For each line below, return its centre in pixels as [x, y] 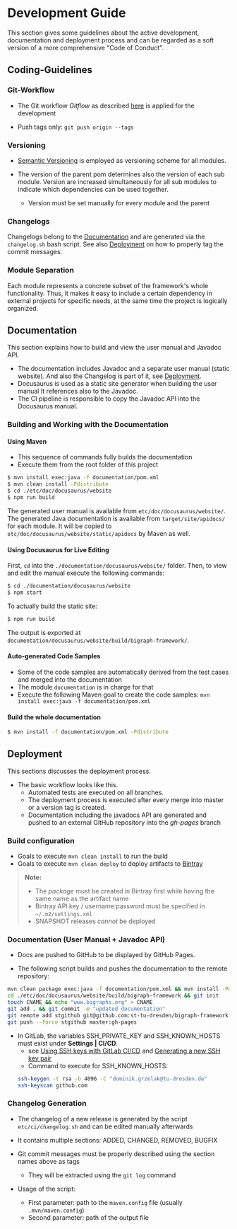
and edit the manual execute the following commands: [86, 573]
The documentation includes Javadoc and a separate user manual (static [123, 369]
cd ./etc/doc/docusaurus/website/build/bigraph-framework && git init [113, 996]
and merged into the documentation [69, 679]
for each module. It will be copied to [60, 526]
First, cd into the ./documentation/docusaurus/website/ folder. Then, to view [117, 566]
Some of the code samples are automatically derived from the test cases [123, 672]
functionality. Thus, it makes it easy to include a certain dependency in [110, 293]
